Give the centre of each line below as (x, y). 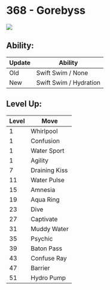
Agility (40, 160)
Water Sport (48, 150)
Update (20, 63)
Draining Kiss (49, 170)
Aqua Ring (45, 199)
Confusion (45, 141)
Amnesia (43, 190)
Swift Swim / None (62, 73)
